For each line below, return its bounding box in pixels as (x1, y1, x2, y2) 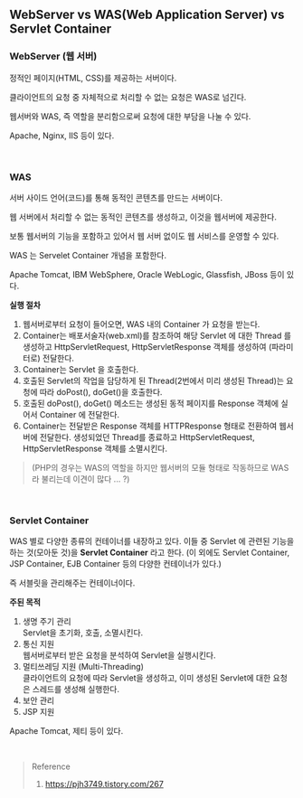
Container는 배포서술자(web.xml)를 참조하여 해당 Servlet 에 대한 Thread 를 (22, 330, 292, 341)
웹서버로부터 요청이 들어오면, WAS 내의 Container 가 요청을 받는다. (22, 318, 260, 329)
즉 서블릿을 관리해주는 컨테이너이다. (9, 577, 136, 588)
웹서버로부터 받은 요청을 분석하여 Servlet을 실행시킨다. (22, 650, 216, 661)
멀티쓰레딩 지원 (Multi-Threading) (22, 662, 145, 672)
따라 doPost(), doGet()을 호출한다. (39, 386, 163, 397)
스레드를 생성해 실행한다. (32, 684, 120, 695)
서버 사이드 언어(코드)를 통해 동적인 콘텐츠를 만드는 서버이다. (9, 192, 223, 202)
